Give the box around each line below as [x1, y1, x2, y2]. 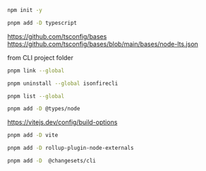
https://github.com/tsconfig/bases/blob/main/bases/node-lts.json [7, 40, 199, 48]
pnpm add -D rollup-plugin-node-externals [7, 145, 134, 152]
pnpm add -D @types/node [7, 105, 80, 112]
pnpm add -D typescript [7, 19, 78, 26]
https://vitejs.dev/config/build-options [7, 118, 118, 126]
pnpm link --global [7, 67, 65, 74]
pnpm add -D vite [7, 131, 59, 139]
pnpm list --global [7, 93, 65, 100]
